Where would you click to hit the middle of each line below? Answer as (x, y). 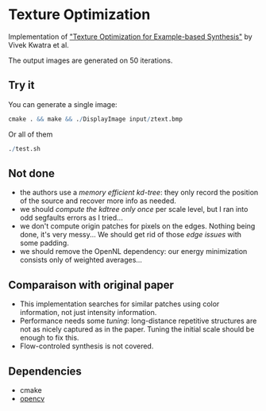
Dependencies (45, 371)
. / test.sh (25, 148)
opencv (32, 398)
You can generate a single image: (63, 104)
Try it (21, 85)
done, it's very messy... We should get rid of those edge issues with (131, 235)
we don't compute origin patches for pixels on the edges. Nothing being (137, 226)
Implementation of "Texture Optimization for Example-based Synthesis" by (130, 36)
